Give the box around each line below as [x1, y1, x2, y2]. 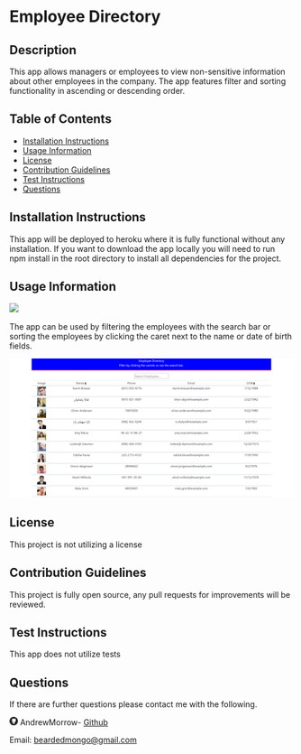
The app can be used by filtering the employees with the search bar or [9, 321, 271, 332]
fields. [9, 340, 33, 351]
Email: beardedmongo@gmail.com [9, 734, 137, 746]
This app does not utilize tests [9, 648, 122, 660]
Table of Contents [9, 111, 113, 127]
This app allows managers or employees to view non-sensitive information [9, 66, 286, 77]
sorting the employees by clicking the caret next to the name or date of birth [9, 331, 293, 342]
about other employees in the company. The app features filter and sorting [9, 76, 287, 87]
